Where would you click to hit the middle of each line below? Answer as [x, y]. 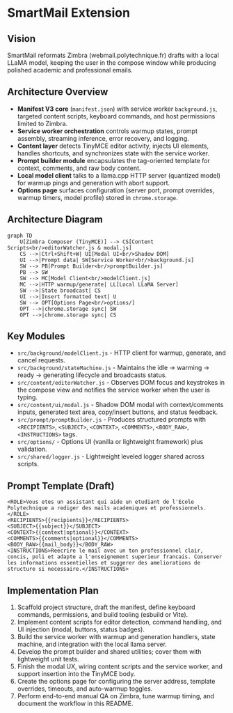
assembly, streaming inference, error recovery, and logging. [103, 138]
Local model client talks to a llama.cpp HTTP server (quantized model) [119, 175]
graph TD [20, 236]
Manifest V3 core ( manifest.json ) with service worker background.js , [117, 109]
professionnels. [183, 508]
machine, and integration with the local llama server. [92, 644]
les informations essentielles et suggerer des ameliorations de [104, 563]
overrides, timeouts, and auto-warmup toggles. [85, 689]
